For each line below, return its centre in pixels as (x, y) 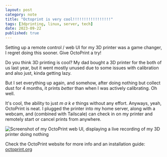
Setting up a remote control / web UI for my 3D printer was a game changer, (83, 47)
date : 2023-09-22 (23, 29)
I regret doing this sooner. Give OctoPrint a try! (53, 53)
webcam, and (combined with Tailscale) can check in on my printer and (79, 114)
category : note (21, 15)
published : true (22, 33)
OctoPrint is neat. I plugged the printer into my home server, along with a (80, 109)
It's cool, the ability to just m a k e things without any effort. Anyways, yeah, (83, 103)
